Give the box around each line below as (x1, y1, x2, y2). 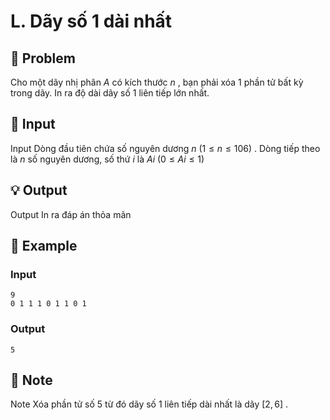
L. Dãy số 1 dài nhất (10, 10, 173, 33)
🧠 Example (10, 238, 78, 255)
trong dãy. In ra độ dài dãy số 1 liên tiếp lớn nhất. (10, 87, 210, 99)
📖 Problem (10, 50, 76, 67)
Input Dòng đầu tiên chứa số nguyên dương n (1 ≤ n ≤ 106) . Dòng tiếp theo (10, 142, 321, 154)
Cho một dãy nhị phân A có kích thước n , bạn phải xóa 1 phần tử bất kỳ (10, 76, 304, 88)
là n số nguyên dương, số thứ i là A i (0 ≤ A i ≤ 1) (10, 153, 205, 165)
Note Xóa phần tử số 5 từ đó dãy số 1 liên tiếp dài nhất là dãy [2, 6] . (10, 398, 289, 410)
